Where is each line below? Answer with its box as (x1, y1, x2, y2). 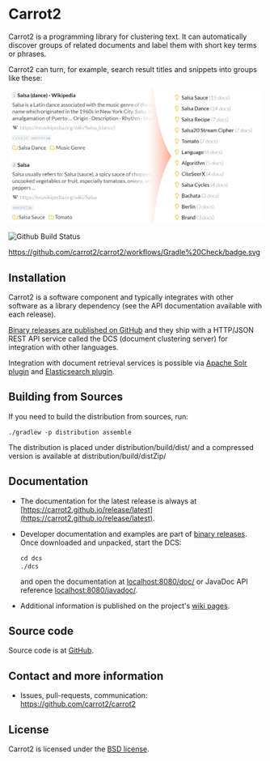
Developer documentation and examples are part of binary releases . (19, 529, 248, 538)
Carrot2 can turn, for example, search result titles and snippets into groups (8, 64, 257, 74)
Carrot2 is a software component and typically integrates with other (8, 292, 234, 302)
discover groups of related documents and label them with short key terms (8, 40, 257, 49)
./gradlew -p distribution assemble (8, 428, 132, 436)
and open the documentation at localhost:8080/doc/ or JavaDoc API (19, 576, 248, 586)
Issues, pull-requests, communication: (19, 691, 148, 700)
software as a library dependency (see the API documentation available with (8, 301, 263, 311)
